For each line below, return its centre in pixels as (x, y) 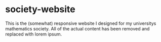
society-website (40, 9)
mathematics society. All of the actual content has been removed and (77, 28)
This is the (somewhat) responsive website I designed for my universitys (81, 23)
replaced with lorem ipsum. (34, 34)
